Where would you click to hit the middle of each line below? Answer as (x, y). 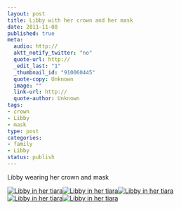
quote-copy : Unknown (43, 79)
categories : (25, 137)
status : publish (31, 157)
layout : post (26, 14)
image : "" (28, 86)
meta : (15, 40)
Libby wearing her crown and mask (58, 177)
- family (20, 144)
